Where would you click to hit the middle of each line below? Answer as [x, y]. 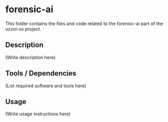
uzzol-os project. [23, 29]
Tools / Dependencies [41, 73]
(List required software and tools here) [46, 86]
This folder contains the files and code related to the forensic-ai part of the [84, 23]
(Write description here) [30, 57]
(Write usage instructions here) [38, 114]
